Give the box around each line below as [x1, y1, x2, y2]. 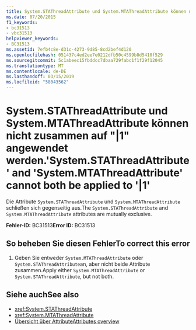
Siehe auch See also [6, 290, 79, 300]
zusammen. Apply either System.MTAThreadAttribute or [14, 266, 145, 273]
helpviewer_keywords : [6, 36, 59, 41]
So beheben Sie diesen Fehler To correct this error [6, 239, 190, 249]
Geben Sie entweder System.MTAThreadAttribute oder [14, 254, 143, 261]
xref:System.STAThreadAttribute [14, 305, 93, 312]
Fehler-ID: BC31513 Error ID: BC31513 [6, 221, 96, 228]
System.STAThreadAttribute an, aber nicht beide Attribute [14, 260, 150, 268]
